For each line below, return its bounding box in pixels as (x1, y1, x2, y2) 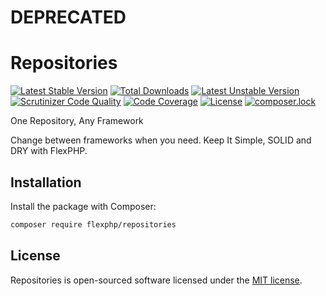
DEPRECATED (10, 6, 127, 29)
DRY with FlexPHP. (10, 145, 88, 157)
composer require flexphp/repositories (10, 219, 177, 230)
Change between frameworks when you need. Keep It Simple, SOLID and (10, 134, 312, 146)
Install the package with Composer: (10, 200, 157, 212)
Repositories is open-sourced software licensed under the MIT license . (10, 274, 303, 286)
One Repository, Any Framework (10, 115, 144, 127)
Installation (10, 174, 82, 191)
